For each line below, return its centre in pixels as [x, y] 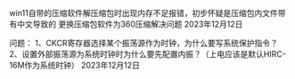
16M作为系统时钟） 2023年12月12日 [74, 65]
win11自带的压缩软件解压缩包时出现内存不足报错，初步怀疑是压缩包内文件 [143, 13]
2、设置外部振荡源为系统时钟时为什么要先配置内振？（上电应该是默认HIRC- [148, 54]
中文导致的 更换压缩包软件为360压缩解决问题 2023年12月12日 [130, 24]
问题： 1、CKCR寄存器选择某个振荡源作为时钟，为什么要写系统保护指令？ [144, 43]
